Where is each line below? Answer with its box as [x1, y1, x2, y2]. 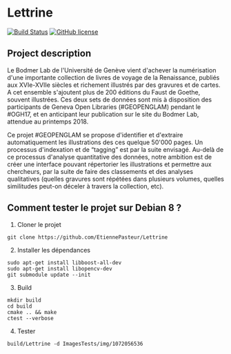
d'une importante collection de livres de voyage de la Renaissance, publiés [7, 73, 220, 81]
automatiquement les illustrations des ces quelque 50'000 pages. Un [7, 138, 203, 146]
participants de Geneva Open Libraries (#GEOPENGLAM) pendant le [7, 102, 201, 111]
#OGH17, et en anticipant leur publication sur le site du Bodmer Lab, [7, 110, 199, 118]
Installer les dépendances [17, 246, 91, 254]
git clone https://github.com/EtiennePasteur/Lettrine [7, 233, 168, 241]
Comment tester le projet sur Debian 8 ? [7, 202, 182, 214]
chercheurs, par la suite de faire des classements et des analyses [7, 167, 194, 175]
